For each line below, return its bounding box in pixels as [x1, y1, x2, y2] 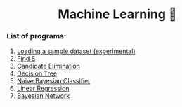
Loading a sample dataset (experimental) [16, 47, 136, 55]
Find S [16, 55, 36, 63]
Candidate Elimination [16, 62, 80, 71]
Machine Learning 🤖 [58, 6, 177, 22]
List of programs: [6, 31, 67, 41]
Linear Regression [16, 84, 70, 93]
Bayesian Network [16, 92, 70, 100]
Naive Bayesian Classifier [16, 77, 91, 85]
